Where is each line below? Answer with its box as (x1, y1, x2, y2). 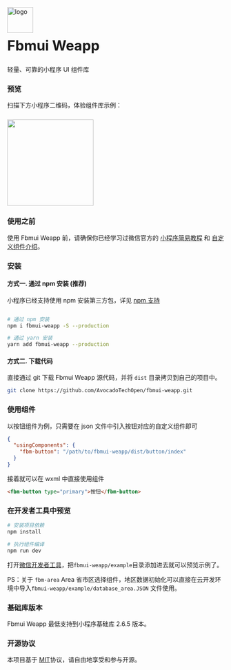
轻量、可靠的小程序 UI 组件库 (7, 65, 90, 73)
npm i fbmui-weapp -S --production (7, 322, 110, 329)
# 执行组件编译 (7, 540, 45, 547)
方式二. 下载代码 (7, 356, 53, 365)
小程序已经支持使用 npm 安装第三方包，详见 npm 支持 (7, 296, 160, 304)
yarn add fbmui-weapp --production (7, 341, 110, 348)
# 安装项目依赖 (7, 522, 45, 529)
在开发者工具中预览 (7, 506, 71, 516)
